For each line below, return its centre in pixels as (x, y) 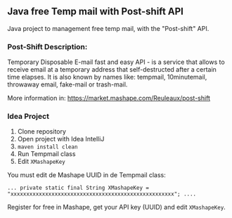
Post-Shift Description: (47, 46)
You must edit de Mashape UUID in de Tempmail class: (87, 175)
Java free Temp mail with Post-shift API (96, 12)
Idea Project (28, 117)
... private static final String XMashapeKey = (78, 188)
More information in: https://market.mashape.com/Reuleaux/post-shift (109, 98)
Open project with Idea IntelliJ (61, 139)
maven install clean (47, 147)
